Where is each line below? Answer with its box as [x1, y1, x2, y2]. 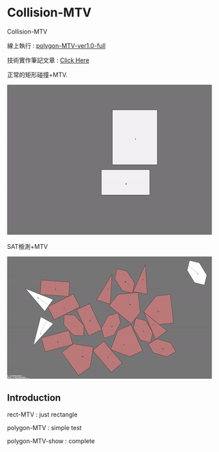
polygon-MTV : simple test [7, 423, 82, 431]
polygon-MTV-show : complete [7, 436, 96, 445]
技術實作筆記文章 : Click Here [7, 56, 90, 64]
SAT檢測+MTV [7, 242, 48, 250]
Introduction [7, 392, 61, 404]
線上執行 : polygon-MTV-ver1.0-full [7, 41, 106, 49]
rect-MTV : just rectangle [7, 410, 78, 418]
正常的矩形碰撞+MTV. [7, 70, 68, 79]
